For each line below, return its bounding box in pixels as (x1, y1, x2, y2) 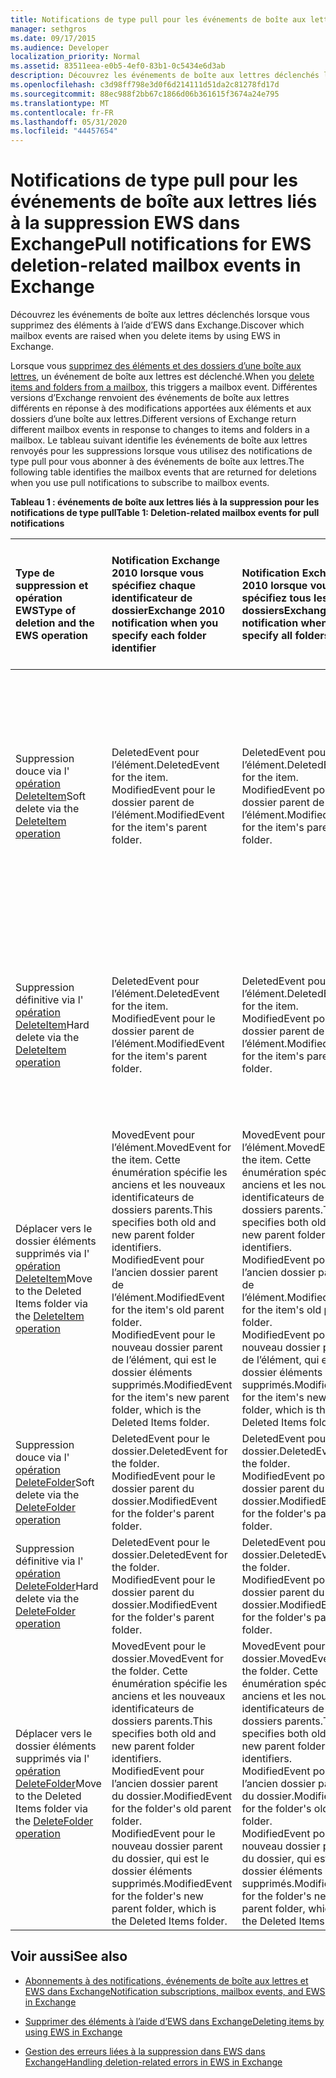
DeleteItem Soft (15, 789, 86, 803)
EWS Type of (15, 604, 76, 618)
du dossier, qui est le (111, 1852, 210, 1866)
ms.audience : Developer (10, 42, 110, 53)
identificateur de (111, 591, 193, 605)
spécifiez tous (241, 591, 312, 605)
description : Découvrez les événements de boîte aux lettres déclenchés (10, 71, 320, 81)
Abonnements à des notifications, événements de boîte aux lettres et (24, 1974, 309, 1986)
